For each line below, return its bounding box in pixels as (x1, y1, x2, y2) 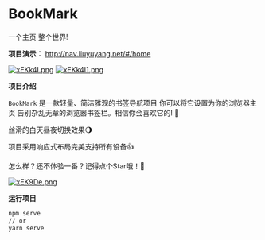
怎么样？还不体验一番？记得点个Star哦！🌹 (8, 161, 145, 171)
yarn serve (8, 224, 45, 232)
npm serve (8, 209, 41, 217)
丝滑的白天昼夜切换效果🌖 (8, 125, 93, 134)
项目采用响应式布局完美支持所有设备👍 (8, 141, 134, 151)
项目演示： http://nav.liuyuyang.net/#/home (8, 48, 151, 58)
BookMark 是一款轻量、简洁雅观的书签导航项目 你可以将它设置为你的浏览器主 (8, 98, 257, 107)
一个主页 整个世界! (8, 32, 68, 41)
